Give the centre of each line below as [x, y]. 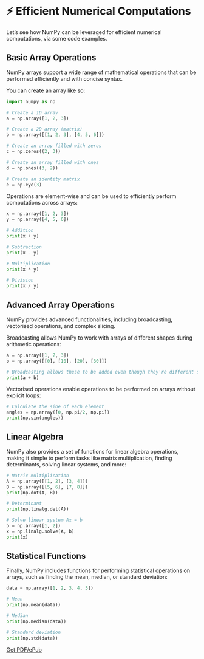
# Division [20, 280]
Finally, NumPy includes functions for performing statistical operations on [98, 570]
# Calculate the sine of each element [55, 407]
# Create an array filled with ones [53, 162]
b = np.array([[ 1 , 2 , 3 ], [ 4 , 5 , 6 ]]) [55, 135]
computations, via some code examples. [57, 38]
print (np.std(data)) [32, 638]
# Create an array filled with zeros [54, 146]
